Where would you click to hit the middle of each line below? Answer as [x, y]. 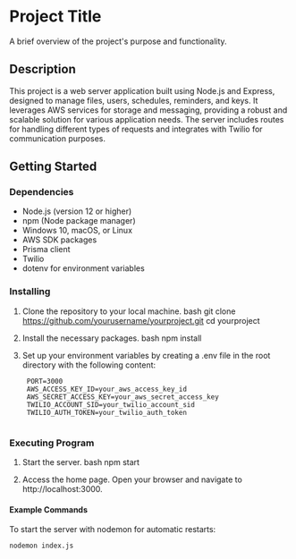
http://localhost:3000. [62, 489]
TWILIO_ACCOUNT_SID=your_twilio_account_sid [110, 404]
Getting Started [53, 167]
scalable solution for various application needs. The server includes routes [147, 119]
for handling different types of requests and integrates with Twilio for [136, 129]
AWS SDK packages [59, 240]
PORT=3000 [45, 381]
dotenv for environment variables [83, 268]
